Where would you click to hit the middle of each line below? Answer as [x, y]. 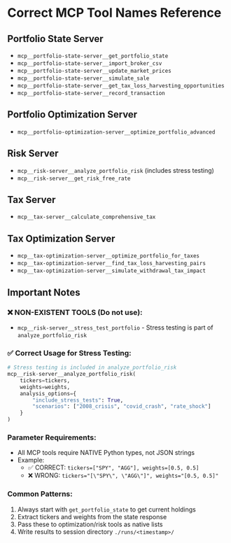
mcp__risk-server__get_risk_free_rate [74, 178]
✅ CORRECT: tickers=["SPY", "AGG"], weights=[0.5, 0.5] [113, 467]
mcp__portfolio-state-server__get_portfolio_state [93, 56]
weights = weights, [45, 387]
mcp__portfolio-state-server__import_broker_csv [90, 64]
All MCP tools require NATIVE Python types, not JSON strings [106, 453]
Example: [31, 460]
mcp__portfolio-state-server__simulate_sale [83, 78]
